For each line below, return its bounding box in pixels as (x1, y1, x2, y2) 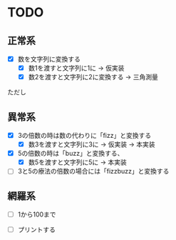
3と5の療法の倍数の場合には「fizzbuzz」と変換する (17, 167, 170, 176)
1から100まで (17, 210, 56, 219)
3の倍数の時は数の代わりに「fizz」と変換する (17, 131, 152, 139)
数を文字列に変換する (17, 55, 81, 63)
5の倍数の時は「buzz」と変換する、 (17, 149, 124, 158)
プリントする (17, 226, 56, 234)
